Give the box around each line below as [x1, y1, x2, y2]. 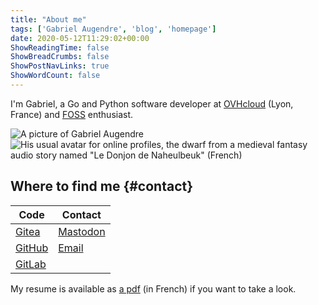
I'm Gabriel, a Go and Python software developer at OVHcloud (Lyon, [10, 97, 294, 110]
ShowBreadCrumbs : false [10, 52, 110, 62]
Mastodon [58, 224, 106, 238]
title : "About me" [10, 14, 87, 25]
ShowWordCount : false [10, 71, 101, 81]
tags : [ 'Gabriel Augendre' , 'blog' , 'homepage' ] [10, 24, 217, 34]
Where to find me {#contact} [10, 178, 194, 195]
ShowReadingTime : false [10, 42, 110, 53]
